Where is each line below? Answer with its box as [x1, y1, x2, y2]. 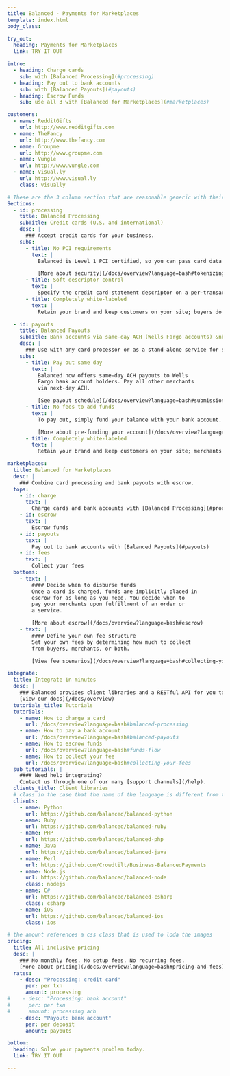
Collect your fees [31, 563, 84, 570]
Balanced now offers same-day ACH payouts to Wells [37, 372, 188, 379]
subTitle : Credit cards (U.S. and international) [19, 219, 164, 227]
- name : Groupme [13, 143, 60, 150]
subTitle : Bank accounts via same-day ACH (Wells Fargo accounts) [19, 334, 213, 341]
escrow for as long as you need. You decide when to [31, 594, 186, 601]
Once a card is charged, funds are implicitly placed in [31, 588, 197, 595]
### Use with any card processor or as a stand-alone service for [25, 346, 219, 353]
